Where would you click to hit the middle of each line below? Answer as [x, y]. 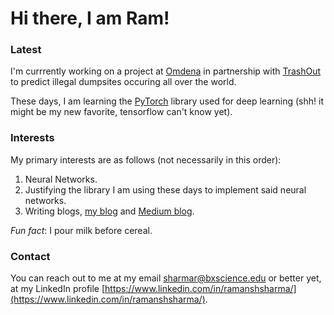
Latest [26, 50]
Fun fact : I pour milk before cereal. [81, 230]
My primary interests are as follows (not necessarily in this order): [146, 159]
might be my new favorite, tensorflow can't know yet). [121, 112]
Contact [30, 256]
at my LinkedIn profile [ [58, 289]
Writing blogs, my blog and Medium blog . [109, 211]
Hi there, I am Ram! [90, 18]
